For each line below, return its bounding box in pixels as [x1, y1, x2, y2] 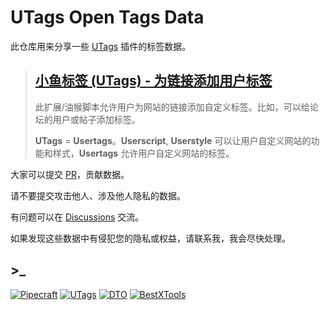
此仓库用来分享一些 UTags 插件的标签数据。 [10, 40, 192, 52]
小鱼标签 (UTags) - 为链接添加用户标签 [34, 72, 273, 90]
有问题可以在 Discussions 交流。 [10, 211, 145, 223]
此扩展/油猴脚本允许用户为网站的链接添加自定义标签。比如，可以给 [34, 101, 310, 113]
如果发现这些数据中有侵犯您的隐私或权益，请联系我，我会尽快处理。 [10, 232, 291, 244]
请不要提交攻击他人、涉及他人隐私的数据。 [10, 189, 186, 201]
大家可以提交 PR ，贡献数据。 [10, 168, 130, 180]
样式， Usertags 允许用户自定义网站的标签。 [52, 147, 235, 159]
